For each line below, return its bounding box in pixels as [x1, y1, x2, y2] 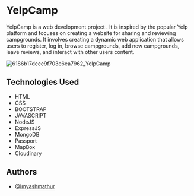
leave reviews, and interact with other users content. [6, 48, 135, 55]
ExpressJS [14, 124, 42, 131]
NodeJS [14, 118, 35, 125]
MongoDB [14, 131, 40, 138]
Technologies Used [6, 77, 79, 87]
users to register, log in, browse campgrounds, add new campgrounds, [6, 42, 180, 49]
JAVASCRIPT [14, 112, 47, 119]
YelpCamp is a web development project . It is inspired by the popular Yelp [6, 23, 188, 30]
